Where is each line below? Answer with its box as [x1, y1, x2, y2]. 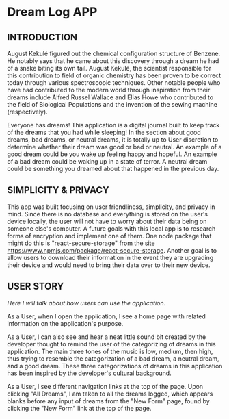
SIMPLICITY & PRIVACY [7, 184, 109, 196]
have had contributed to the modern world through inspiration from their [7, 86, 211, 94]
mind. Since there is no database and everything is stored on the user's [7, 209, 208, 218]
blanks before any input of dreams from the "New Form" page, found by [7, 396, 210, 405]
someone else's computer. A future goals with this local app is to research [7, 224, 216, 233]
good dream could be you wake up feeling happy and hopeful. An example [7, 150, 217, 158]
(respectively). [7, 107, 48, 116]
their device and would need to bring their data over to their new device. [7, 261, 211, 269]
